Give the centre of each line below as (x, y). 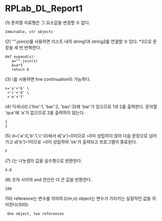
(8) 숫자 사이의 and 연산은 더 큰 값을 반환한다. (49, 179)
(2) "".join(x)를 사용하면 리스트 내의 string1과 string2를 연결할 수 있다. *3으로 (79, 41)
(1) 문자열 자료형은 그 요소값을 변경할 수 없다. (48, 22)
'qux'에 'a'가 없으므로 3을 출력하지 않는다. (45, 112)
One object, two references (36, 214)
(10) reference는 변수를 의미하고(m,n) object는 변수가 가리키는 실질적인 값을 (78, 198)
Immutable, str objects (29, 32)
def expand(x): (20, 56)
